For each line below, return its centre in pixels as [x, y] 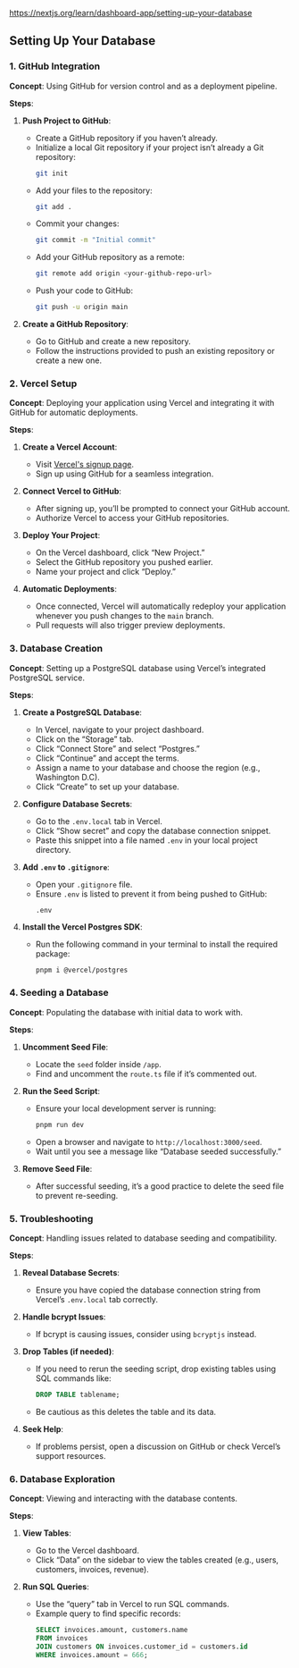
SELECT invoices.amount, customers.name [112, 1630]
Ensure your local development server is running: [126, 1108]
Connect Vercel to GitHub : [72, 492]
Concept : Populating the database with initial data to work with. [126, 1012]
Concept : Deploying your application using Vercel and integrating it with [142, 403]
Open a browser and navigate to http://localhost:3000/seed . [149, 1141]
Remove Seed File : [57, 1168]
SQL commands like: [73, 1378]
